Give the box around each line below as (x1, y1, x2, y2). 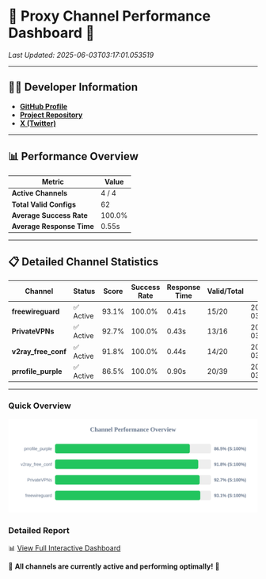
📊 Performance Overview (8, 150, 139, 163)
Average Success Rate (11, 210, 89, 220)
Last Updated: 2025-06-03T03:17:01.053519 (8, 50, 154, 59)
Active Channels (11, 189, 68, 198)
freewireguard (11, 307, 60, 316)
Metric (41, 177, 65, 187)
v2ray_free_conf (11, 346, 67, 356)
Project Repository (19, 110, 83, 120)
